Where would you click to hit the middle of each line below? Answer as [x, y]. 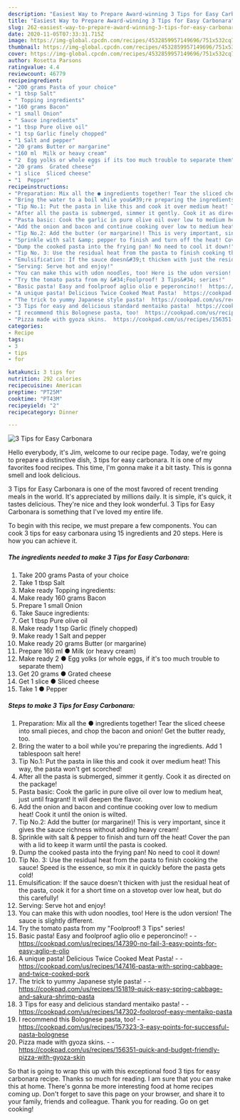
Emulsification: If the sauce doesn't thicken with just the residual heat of [124, 883]
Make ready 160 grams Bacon [62, 598]
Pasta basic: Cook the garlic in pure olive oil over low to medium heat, [121, 792]
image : [18, 41]
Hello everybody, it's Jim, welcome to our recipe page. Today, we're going [117, 452]
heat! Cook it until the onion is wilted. [73, 814]
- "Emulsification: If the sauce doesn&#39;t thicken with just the [112, 260]
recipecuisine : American [45, 386]
